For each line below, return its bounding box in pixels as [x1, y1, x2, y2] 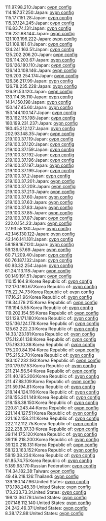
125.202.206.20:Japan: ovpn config [5, 52, 78, 58]
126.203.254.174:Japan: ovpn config [5, 73, 79, 78]
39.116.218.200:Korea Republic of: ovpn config [5, 437, 99, 442]
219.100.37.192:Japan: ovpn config [5, 152, 74, 158]
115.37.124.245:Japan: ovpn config [5, 20, 75, 26]
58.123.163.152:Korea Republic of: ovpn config [5, 447, 98, 453]
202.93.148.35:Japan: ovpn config [5, 131, 75, 136]
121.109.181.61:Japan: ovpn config [5, 41, 72, 47]
